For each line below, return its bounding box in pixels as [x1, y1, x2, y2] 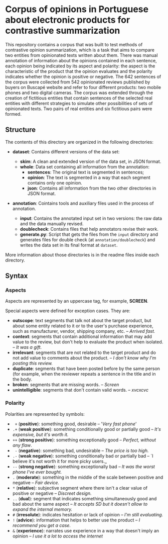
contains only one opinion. [27, 179, 82, 186]
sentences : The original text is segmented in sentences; [27, 169, 144, 175]
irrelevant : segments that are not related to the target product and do [12, 349, 156, 355]
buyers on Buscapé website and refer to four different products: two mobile [5, 84, 161, 90]
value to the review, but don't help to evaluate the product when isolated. [12, 339, 163, 345]
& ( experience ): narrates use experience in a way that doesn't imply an [12, 527, 159, 533]
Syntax [5, 271, 28, 280]
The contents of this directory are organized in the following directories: [5, 139, 154, 145]
